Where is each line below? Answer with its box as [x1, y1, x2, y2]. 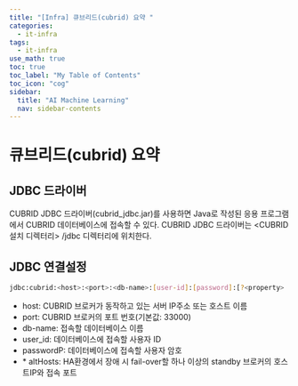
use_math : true [9, 54, 66, 63]
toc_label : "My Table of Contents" [9, 71, 141, 80]
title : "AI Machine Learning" [17, 95, 129, 105]
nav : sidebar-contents [17, 104, 101, 113]
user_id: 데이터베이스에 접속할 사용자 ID [21, 334, 162, 344]
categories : [9, 21, 53, 30]
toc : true [9, 63, 46, 72]
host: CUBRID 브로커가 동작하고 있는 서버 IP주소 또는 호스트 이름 [21, 300, 247, 311]
